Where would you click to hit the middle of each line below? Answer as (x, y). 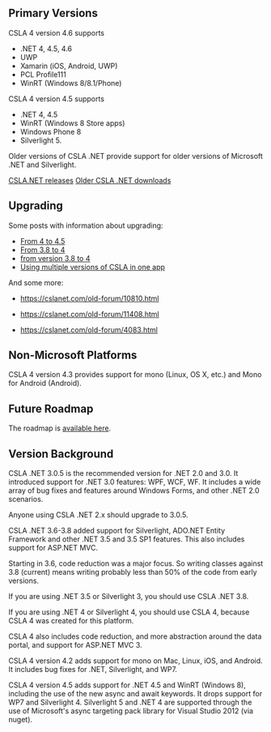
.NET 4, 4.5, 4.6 (46, 49)
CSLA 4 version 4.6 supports (57, 32)
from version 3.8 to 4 (55, 258)
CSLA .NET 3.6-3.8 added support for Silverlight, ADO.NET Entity (117, 531)
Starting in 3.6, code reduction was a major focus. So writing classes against (136, 563)
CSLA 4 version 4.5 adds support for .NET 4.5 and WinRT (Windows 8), (127, 685)
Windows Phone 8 (51, 131)
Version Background (61, 454)
